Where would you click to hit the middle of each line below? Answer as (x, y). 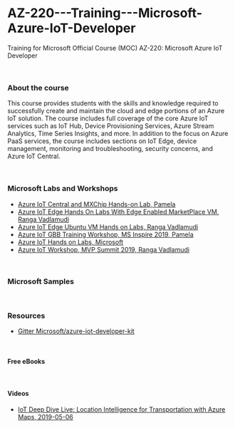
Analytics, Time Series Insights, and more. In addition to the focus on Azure (118, 134)
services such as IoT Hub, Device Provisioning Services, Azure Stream (111, 126)
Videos (18, 393)
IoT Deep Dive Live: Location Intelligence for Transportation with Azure (121, 409)
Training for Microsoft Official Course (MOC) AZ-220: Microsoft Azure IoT (115, 48)
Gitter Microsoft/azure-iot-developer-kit (76, 331)
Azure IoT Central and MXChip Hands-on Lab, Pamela (96, 204)
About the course (38, 88)
